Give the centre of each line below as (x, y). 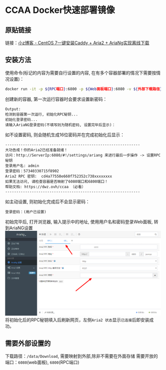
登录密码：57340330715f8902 (32, 171)
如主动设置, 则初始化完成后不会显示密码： (47, 202)
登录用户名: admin (22, 166)
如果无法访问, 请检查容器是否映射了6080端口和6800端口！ (57, 181)
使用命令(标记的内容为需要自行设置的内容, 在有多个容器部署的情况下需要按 (81, 73)
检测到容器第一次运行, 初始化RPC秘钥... (41, 114)
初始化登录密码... (21, 119)
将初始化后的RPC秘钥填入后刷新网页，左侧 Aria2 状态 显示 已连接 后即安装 (77, 320)
